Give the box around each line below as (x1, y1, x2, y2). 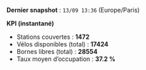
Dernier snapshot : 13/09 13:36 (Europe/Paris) (6, 6, 140, 14)
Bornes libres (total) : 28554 (16, 48, 98, 55)
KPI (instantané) (6, 19, 55, 27)
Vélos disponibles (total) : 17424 (16, 40, 109, 48)
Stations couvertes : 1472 (16, 33, 90, 41)
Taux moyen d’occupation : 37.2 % (16, 55, 116, 63)
